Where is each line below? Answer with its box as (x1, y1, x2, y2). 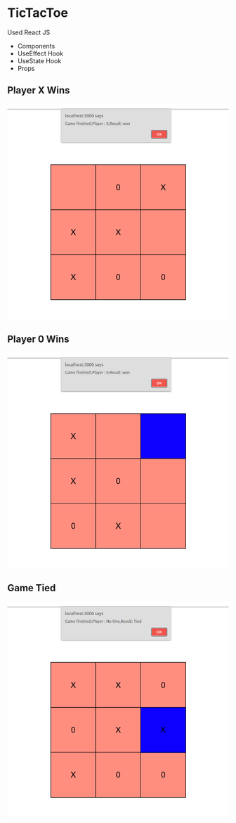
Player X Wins (7, 84, 70, 96)
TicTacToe (7, 5, 69, 21)
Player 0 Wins (7, 334, 70, 345)
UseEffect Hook (17, 49, 64, 58)
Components (17, 41, 55, 50)
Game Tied (7, 582, 56, 594)
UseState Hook (17, 56, 62, 65)
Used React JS (7, 28, 51, 37)
